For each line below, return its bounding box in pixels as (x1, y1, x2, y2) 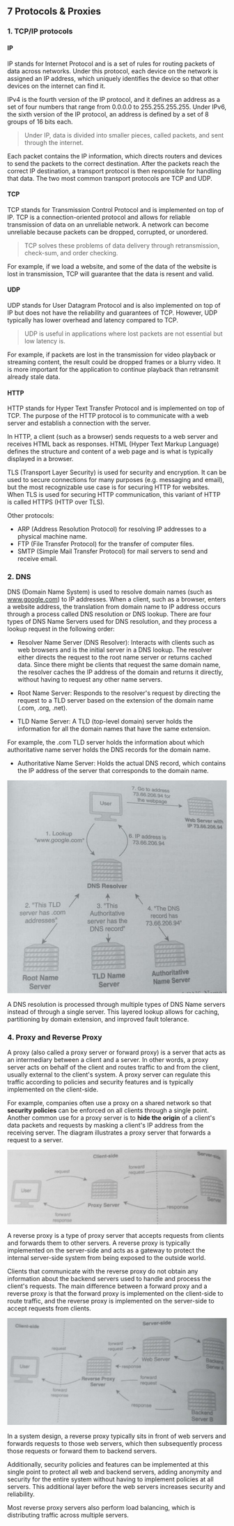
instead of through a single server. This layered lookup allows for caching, (7, 1008, 219, 1016)
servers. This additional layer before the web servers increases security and (7, 1483, 226, 1491)
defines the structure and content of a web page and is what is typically (7, 447, 214, 456)
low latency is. (24, 336, 66, 345)
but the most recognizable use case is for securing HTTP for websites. (7, 483, 210, 491)
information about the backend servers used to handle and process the (7, 1274, 212, 1282)
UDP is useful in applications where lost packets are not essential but (24, 329, 223, 338)
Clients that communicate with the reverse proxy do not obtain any (7, 1266, 198, 1276)
